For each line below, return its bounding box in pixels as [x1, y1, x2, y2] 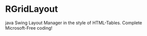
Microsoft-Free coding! [5, 25, 53, 31]
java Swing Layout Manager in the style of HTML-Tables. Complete [5, 20, 143, 26]
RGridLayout [5, 3, 58, 15]
